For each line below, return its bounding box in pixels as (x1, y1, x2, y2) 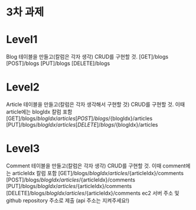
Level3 (6, 142, 40, 156)
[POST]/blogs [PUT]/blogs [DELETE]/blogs (6, 60, 110, 67)
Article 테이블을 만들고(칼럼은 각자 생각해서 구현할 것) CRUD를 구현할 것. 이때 (6, 101, 185, 108)
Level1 (6, 33, 38, 46)
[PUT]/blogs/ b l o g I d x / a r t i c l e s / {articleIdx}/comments (6, 183, 132, 189)
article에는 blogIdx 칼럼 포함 (6, 108, 73, 115)
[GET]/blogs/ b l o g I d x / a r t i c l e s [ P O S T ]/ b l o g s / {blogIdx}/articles (6, 115, 153, 122)
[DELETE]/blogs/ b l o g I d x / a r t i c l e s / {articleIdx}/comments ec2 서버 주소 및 (6, 190, 179, 196)
